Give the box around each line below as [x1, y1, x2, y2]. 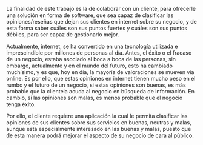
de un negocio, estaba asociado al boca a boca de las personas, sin [6, 56, 176, 62]
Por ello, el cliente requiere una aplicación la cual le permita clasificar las [6, 112, 188, 120]
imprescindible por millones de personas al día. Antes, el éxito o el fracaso [6, 49, 192, 56]
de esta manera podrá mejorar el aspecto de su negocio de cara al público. [6, 132, 194, 139]
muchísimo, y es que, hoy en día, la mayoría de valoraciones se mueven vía [6, 69, 195, 75]
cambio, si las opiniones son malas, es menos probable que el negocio [6, 94, 183, 101]
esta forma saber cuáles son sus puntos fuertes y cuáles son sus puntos [6, 24, 188, 32]
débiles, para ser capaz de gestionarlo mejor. [6, 31, 119, 38]
